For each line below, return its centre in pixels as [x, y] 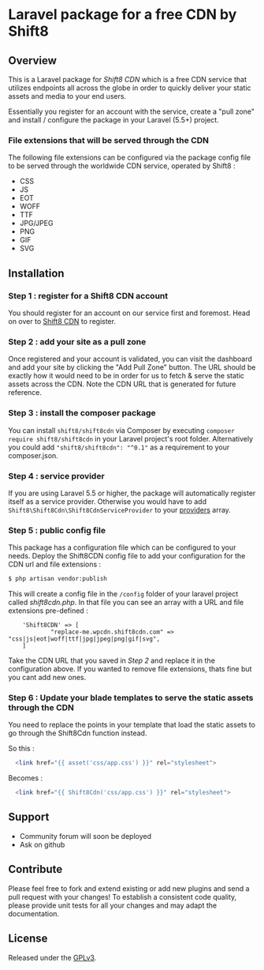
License [28, 939]
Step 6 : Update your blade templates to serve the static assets [131, 697]
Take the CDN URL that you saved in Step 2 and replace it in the [112, 660]
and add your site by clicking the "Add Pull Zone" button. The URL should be [132, 367]
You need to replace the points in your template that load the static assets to [132, 725]
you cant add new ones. [47, 678]
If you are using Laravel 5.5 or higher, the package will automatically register [132, 493]
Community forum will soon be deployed [86, 836]
